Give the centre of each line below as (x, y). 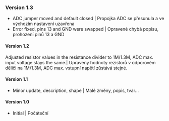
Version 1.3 (19, 8)
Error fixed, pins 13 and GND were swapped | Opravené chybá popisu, (86, 29)
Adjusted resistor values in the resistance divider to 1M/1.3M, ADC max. (79, 57)
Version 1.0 (17, 102)
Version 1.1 (17, 79)
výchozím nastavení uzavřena (43, 24)
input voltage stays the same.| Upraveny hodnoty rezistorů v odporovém (80, 62)
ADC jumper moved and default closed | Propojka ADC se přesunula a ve (88, 19)
